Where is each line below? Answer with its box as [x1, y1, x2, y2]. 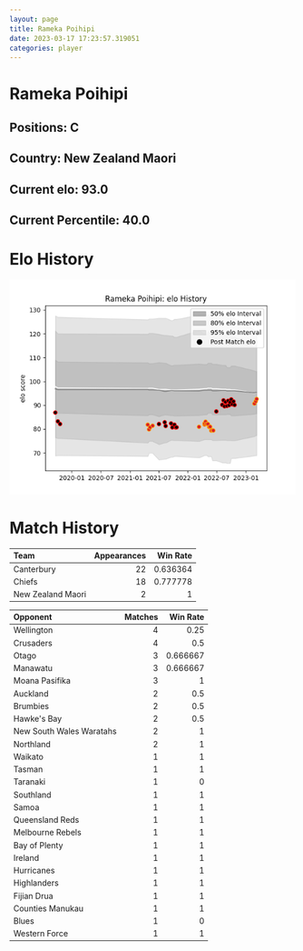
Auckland [13, 687, 49, 699]
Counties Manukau [13, 903, 84, 914]
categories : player [9, 44, 83, 53]
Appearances [93, 550, 147, 561]
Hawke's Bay [13, 714, 63, 725]
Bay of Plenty [13, 839, 64, 850]
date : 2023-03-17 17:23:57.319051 [9, 34, 141, 43]
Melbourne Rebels [13, 827, 82, 838]
